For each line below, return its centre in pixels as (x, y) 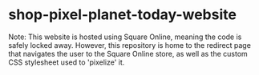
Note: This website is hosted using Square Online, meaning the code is (125, 37)
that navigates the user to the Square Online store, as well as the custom (128, 53)
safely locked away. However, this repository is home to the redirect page (129, 45)
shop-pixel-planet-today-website (122, 15)
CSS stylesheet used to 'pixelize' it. (67, 62)
